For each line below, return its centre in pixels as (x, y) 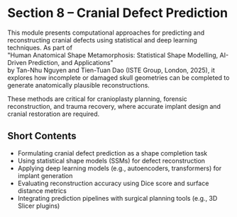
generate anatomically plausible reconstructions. (79, 85)
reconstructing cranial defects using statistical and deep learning (102, 40)
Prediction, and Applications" (71, 62)
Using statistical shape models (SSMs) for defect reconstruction (111, 160)
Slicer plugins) (39, 206)
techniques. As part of (40, 47)
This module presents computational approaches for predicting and (106, 33)
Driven (17, 62)
